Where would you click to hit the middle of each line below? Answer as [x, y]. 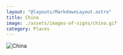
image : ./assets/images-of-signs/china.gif [62, 23]
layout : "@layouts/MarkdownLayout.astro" [59, 12]
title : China [23, 18]
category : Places [28, 29]
